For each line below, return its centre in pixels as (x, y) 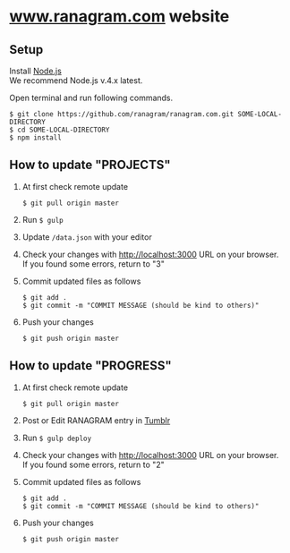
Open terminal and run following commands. (91, 98)
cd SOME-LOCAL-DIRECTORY (64, 130)
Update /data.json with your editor (87, 237)
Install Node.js (36, 71)
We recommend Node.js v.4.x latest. (76, 81)
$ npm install (36, 138)
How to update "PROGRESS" (90, 366)
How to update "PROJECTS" (90, 165)
